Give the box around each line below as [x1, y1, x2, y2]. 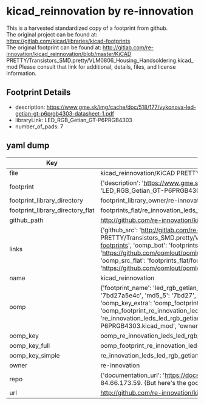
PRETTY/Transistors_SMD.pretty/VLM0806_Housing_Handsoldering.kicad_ [6, 57, 194, 64]
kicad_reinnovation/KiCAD [100, 168, 175, 177]
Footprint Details [6, 87, 71, 98]
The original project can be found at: [6, 30, 98, 38]
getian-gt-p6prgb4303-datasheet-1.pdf [15, 109, 114, 117]
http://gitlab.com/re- [102, 44, 154, 51]
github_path [9, 216, 44, 224]
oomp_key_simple [9, 351, 60, 359]
